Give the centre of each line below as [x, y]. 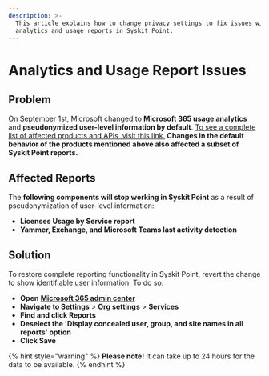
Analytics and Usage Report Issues [127, 70]
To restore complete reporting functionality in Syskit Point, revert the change [134, 274]
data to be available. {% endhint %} [67, 364]
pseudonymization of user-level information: [81, 206]
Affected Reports [52, 178]
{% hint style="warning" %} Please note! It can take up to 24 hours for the [131, 356]
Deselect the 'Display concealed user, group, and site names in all [132, 324]
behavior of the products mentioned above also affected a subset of [124, 144]
